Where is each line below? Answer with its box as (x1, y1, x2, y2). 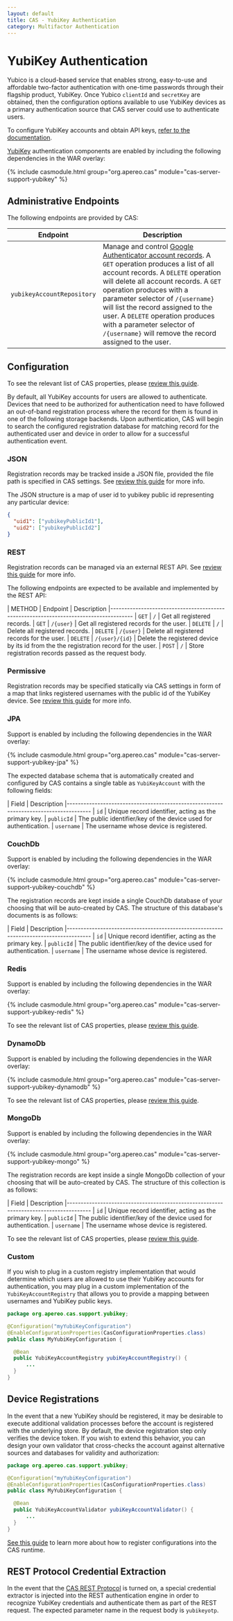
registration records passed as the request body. (7, 649, 147, 658)
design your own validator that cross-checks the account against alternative (7, 1441, 225, 1450)
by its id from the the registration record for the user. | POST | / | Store (7, 642, 205, 650)
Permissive (7, 666, 46, 676)
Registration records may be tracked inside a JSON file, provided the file (7, 470, 214, 479)
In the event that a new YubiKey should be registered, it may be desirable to (7, 1412, 223, 1420)
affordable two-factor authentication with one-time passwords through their (7, 83, 224, 92)
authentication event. (7, 436, 68, 445)
